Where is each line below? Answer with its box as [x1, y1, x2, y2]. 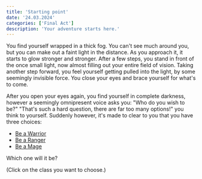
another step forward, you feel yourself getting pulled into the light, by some [6, 68, 196, 76]
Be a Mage [14, 143, 42, 150]
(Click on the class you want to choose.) [6, 166, 107, 174]
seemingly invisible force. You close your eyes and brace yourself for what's [6, 74, 196, 82]
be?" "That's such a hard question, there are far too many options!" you [6, 105, 184, 112]
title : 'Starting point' [6, 8, 69, 15]
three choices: [6, 119, 42, 126]
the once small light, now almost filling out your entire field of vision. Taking [6, 62, 194, 69]
